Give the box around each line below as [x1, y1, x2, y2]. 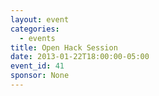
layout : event [10, 14, 70, 25]
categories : [10, 24, 60, 34]
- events [19, 33, 56, 43]
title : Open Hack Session [10, 42, 118, 53]
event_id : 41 [10, 61, 65, 71]
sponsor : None [10, 71, 70, 81]
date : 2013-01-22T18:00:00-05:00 [10, 52, 150, 62]
